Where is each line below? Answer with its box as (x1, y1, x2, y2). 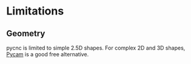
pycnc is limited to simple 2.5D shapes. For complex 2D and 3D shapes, (6, 44, 186, 51)
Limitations (6, 4, 64, 18)
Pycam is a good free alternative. (6, 51, 89, 58)
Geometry (6, 28, 45, 39)
